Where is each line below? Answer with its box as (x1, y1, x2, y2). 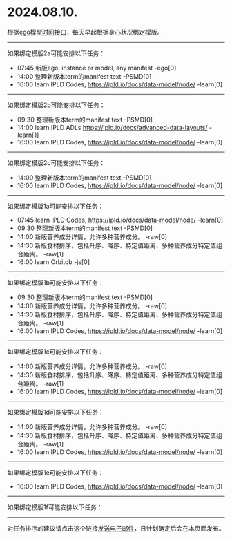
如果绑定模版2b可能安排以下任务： (7, 101, 106, 109)
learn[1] (17, 131, 39, 139)
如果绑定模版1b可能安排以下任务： (7, 278, 105, 287)
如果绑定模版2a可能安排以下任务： (7, 49, 106, 57)
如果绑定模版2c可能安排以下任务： (7, 158, 106, 167)
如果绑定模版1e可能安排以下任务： (7, 468, 104, 477)
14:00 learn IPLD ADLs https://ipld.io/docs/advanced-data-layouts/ (17, 123, 208, 131)
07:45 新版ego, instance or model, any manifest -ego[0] (17, 64, 177, 72)
